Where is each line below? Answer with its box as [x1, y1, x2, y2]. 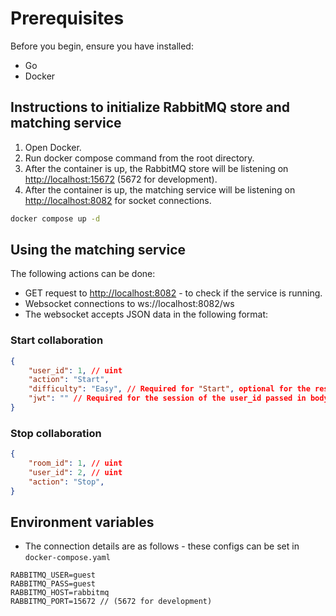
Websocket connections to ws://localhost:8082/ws [24, 298, 235, 310]
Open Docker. [24, 141, 82, 153]
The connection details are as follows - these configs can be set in [24, 540, 300, 552]
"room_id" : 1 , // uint [28, 458, 123, 469]
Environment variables [10, 514, 155, 531]
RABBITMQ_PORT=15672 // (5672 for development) [10, 597, 213, 607]
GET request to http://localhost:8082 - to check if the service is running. [24, 287, 323, 299]
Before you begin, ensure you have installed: [10, 40, 194, 52]
